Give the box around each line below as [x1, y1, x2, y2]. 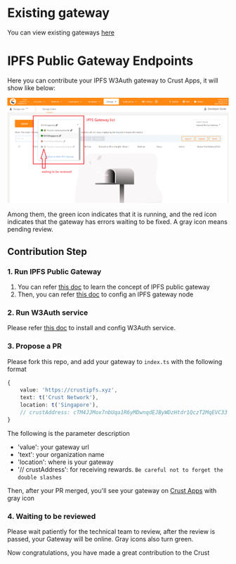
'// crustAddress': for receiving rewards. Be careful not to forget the [17, 465, 223, 473]
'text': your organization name [17, 450, 105, 458]
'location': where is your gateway [17, 458, 114, 466]
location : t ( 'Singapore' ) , [20, 401, 99, 409]
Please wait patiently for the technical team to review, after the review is [7, 527, 216, 536]
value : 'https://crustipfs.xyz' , [20, 387, 118, 394]
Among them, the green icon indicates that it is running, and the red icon [7, 210, 217, 219]
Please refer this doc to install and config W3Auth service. [7, 324, 176, 332]
